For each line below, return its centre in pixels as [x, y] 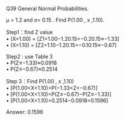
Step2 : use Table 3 [29, 56]
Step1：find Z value [29, 32]
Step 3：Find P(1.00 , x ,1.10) [40, 81]
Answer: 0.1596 [25, 112]
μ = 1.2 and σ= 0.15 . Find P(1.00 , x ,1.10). [55, 20]
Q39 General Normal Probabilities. [48, 9]
